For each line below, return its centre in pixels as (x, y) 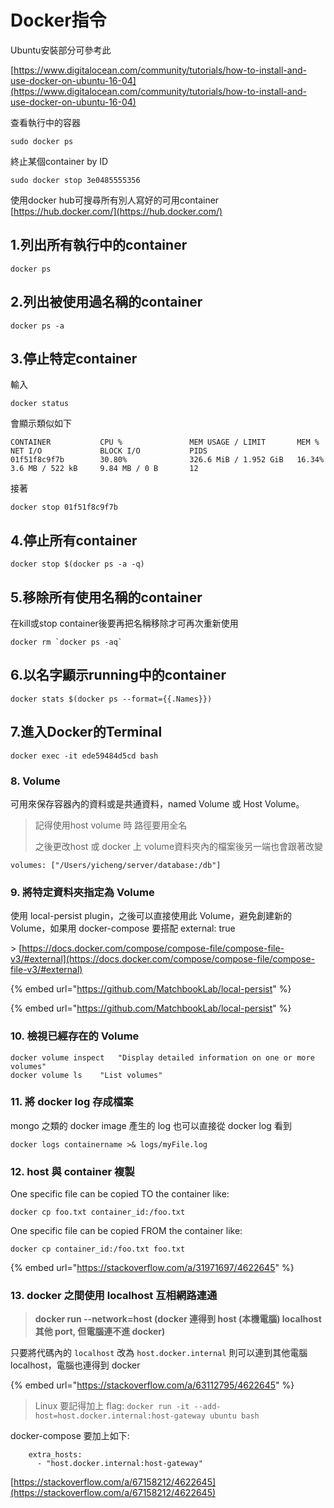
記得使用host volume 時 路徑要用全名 (111, 825)
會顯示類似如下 (41, 423)
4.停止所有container (74, 540)
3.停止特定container (74, 358)
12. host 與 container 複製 (72, 1171)
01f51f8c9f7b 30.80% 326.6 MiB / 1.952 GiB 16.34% (167, 460)
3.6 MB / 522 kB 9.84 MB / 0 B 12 (104, 469)
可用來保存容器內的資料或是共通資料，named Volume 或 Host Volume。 (157, 803)
